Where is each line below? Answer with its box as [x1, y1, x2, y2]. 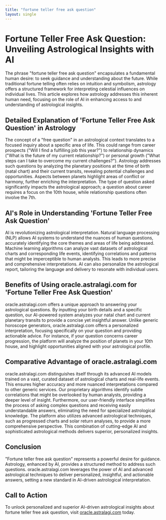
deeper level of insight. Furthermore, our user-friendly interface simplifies [5, 397, 155, 403]
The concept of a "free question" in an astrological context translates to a [5, 137, 155, 143]
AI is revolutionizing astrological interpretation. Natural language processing [5, 230, 160, 236]
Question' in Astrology [5, 124, 76, 132]
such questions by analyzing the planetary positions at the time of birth [5, 163, 150, 169]
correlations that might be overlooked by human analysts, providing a [5, 392, 146, 398]
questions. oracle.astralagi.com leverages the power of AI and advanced [5, 466, 153, 472]
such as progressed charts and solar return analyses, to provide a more [5, 418, 151, 424]
